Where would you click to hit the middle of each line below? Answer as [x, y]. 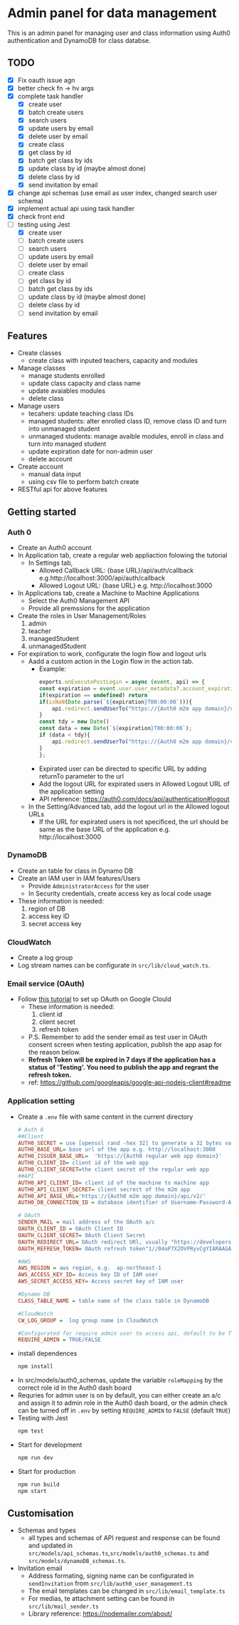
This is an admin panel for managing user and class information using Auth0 [119, 33]
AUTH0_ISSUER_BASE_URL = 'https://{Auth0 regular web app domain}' [119, 1157]
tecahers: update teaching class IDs [81, 414]
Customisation [41, 1513]
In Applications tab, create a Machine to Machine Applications [108, 593]
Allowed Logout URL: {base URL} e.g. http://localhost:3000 [126, 585]
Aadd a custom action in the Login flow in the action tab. [111, 662]
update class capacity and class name [84, 384]
